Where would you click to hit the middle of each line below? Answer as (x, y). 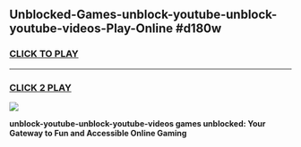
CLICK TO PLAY (44, 54)
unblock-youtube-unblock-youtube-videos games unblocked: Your (138, 123)
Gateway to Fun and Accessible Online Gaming (98, 133)
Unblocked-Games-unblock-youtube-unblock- (143, 15)
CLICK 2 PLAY (40, 87)
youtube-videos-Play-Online (91, 29)
